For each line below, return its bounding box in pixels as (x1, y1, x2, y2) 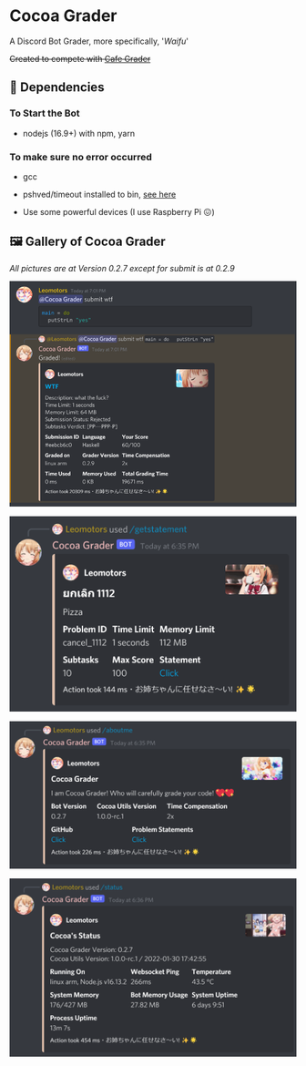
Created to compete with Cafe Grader (9, 53, 151, 64)
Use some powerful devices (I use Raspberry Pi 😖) (22, 206, 216, 217)
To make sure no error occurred (9, 150, 152, 163)
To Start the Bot (9, 107, 80, 119)
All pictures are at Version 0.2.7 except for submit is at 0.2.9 (9, 262, 235, 273)
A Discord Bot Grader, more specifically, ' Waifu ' (9, 36, 189, 46)
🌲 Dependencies (9, 79, 105, 96)
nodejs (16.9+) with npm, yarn (22, 128, 135, 138)
